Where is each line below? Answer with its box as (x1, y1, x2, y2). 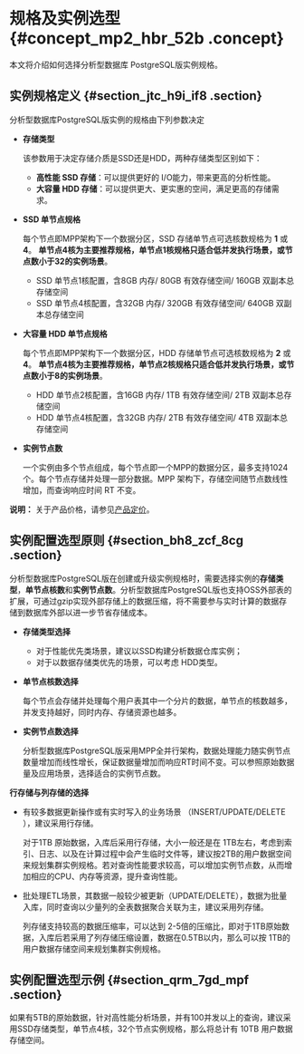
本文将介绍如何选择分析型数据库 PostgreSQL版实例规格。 (9, 59, 223, 70)
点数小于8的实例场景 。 (22, 370, 108, 381)
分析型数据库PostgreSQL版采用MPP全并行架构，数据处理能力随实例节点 (22, 745, 291, 756)
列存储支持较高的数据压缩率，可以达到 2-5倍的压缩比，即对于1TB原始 (22, 921, 282, 932)
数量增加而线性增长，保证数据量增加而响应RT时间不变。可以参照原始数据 (22, 756, 295, 767)
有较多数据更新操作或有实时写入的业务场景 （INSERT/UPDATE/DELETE (22, 806, 287, 817)
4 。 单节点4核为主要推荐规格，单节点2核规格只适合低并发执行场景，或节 (22, 359, 295, 370)
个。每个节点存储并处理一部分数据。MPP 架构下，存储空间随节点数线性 (22, 473, 289, 484)
